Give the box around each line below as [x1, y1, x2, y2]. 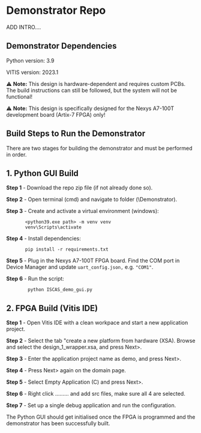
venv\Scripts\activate [25, 224, 82, 230]
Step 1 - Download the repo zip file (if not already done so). [6, 184, 153, 191]
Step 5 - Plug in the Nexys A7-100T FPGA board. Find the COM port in [6, 257, 180, 265]
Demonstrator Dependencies [6, 41, 117, 51]
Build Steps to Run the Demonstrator [6, 129, 146, 139]
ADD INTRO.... [6, 23, 41, 31]
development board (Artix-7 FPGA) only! [6, 111, 106, 118]
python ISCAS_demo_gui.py [28, 287, 93, 293]
